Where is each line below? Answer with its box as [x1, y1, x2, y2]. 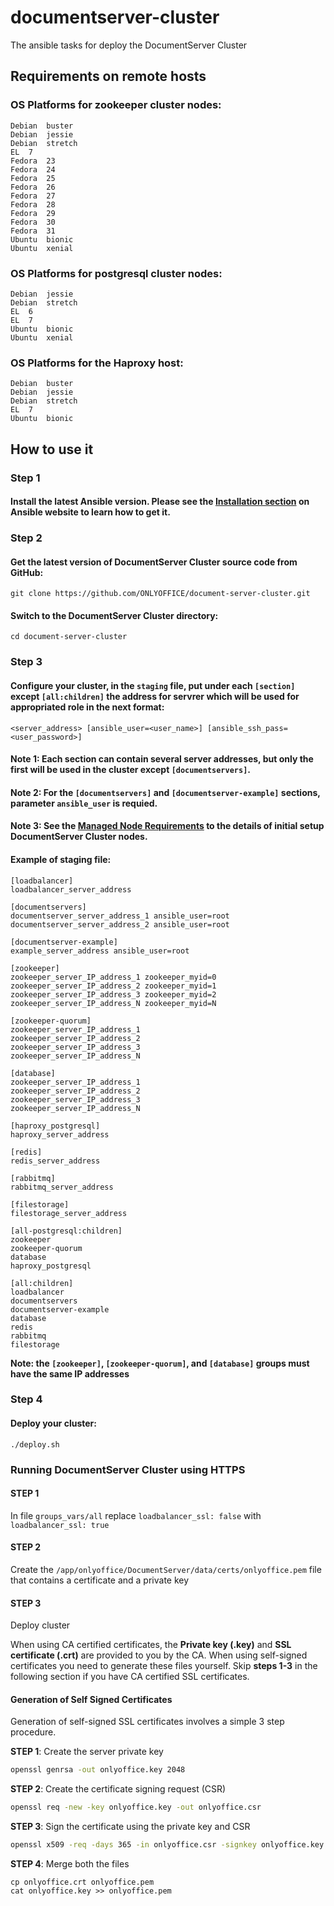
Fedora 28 [10, 199, 56, 210]
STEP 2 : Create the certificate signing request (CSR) [10, 1783, 227, 1795]
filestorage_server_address [10, 1208, 128, 1218]
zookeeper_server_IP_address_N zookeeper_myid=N [10, 998, 217, 1008]
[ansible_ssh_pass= [206, 723, 288, 733]
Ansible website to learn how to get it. [10, 506, 171, 518]
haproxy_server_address [10, 1129, 110, 1140]
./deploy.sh [10, 1439, 60, 1450]
